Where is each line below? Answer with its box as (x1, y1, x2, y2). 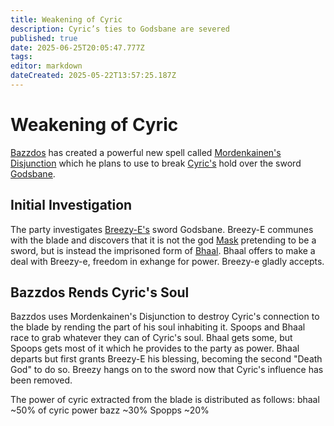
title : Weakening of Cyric (10, 14, 123, 25)
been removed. (10, 374, 73, 386)
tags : (10, 52, 33, 62)
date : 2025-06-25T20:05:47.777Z (10, 42, 145, 53)
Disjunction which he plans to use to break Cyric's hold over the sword (10, 157, 302, 169)
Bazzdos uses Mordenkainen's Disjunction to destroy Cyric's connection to (10, 311, 320, 323)
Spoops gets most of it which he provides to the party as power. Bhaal (10, 342, 300, 355)
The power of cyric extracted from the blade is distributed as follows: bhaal (10, 394, 320, 406)
